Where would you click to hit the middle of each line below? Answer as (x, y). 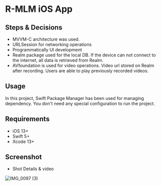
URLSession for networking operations (52, 45)
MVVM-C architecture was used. (46, 39)
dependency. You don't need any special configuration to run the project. (80, 103)
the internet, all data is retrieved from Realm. (58, 60)
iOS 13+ (20, 131)
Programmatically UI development (47, 50)
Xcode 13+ (23, 141)
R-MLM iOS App (39, 9)
